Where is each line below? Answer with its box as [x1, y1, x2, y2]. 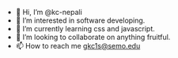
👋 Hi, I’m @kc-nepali [15, 8, 83, 16]
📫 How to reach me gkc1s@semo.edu [15, 42, 141, 50]
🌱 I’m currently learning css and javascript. [15, 24, 156, 33]
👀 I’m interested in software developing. [15, 16, 146, 25]
